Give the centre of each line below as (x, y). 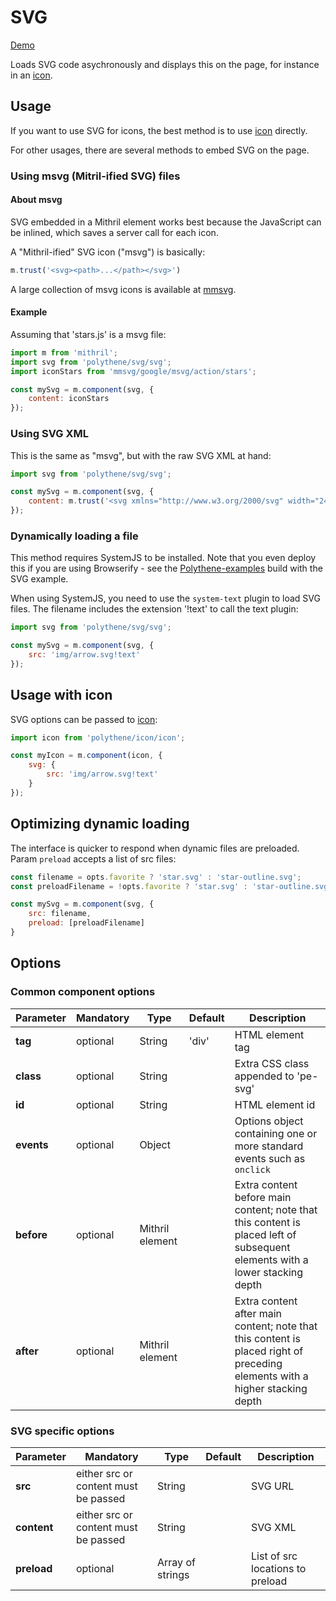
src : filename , (60, 914)
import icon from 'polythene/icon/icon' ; (98, 737)
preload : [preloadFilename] (86, 923)
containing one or (276, 1133)
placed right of (269, 1351)
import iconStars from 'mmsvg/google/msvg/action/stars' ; (133, 371)
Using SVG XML (49, 434)
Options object (269, 1121)
